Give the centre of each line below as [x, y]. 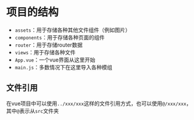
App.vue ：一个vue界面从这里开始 [55, 60]
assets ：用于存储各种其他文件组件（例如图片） [73, 30]
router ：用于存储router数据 [49, 45]
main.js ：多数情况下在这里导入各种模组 [63, 67]
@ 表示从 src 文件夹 [38, 110]
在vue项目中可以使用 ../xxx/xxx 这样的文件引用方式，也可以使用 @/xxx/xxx [96, 103]
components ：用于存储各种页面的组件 [60, 37]
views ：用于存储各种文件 [45, 52]
